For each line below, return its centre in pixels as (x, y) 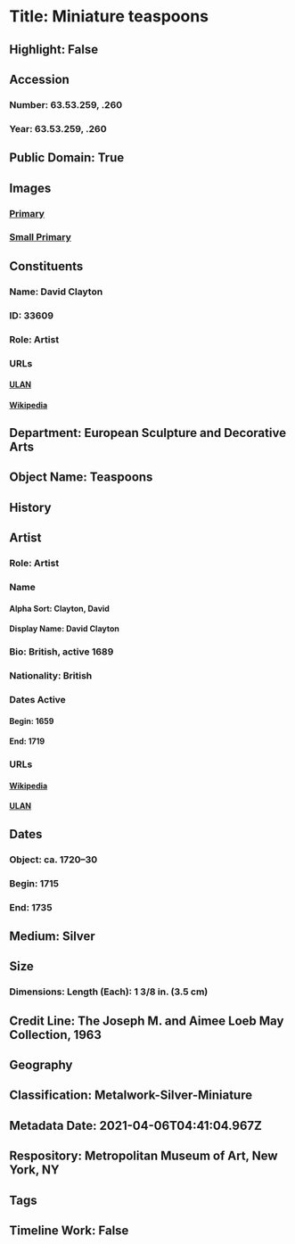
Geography (41, 1065)
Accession (39, 79)
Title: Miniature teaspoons (109, 16)
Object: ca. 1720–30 (53, 860)
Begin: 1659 (32, 721)
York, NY (34, 1170)
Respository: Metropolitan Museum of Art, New (143, 1156)
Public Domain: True (67, 158)
